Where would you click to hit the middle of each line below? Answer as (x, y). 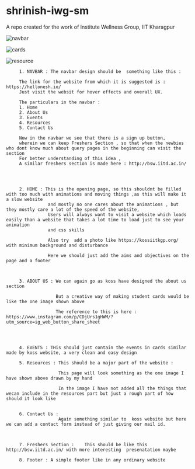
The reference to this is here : (96, 312)
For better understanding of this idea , (70, 158)
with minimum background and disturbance (57, 245)
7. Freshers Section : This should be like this (83, 444)
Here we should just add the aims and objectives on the (119, 255)
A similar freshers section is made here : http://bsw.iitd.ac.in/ (103, 164)
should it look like (31, 398)
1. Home (28, 107)
